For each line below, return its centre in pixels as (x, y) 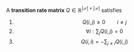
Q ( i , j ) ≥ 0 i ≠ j (105, 22)
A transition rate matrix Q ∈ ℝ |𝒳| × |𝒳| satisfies (64, 10)
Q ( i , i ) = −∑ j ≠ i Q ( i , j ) (104, 43)
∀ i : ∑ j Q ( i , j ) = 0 (105, 32)
